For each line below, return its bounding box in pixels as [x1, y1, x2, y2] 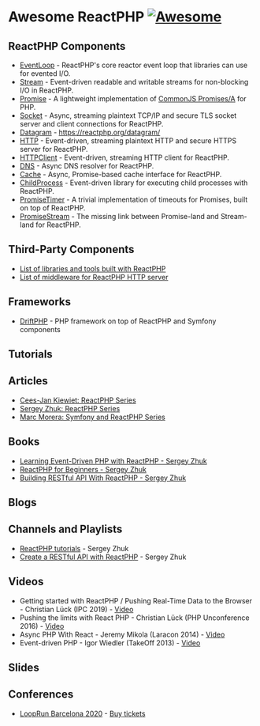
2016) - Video [19, 621, 65, 630]
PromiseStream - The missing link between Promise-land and [19, 212, 219, 221]
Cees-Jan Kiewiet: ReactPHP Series [19, 395, 136, 405]
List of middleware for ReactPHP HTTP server [19, 272, 169, 282]
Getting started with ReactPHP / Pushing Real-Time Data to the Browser [19, 596, 253, 605]
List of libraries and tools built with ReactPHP [19, 263, 166, 273]
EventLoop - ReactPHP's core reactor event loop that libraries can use [19, 60, 248, 70]
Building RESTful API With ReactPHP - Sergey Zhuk [19, 473, 187, 482]
